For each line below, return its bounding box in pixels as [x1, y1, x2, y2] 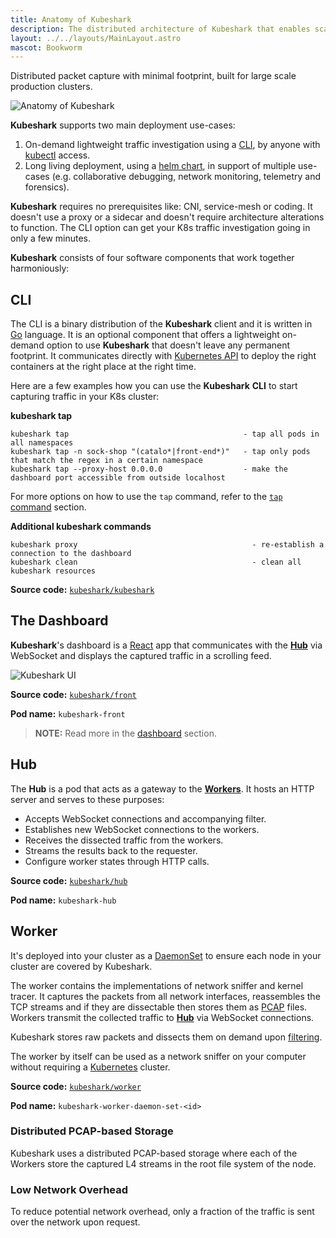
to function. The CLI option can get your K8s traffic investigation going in [10, 222, 311, 234]
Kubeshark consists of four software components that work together [10, 252, 295, 264]
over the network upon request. [10, 1216, 141, 1228]
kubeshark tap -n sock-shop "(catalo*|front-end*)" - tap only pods [10, 447, 311, 457]
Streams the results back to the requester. [24, 844, 198, 856]
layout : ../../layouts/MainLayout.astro [10, 33, 182, 43]
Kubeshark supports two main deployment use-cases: [10, 119, 236, 131]
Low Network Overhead [10, 1182, 129, 1196]
